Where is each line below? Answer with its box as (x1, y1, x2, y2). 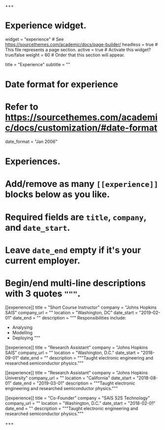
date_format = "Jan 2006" (5, 139, 58, 144)
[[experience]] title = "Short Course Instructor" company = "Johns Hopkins (5, 304, 157, 310)
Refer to (5, 102, 38, 112)
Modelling (12, 329, 33, 335)
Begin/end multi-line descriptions (5, 278, 146, 288)
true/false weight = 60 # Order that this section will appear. (5, 52, 125, 58)
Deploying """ (12, 335, 40, 341)
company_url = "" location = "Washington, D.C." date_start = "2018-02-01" (5, 400, 156, 406)
